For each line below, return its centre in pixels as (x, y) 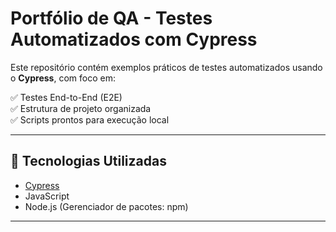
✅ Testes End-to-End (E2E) (66, 97)
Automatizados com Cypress (134, 39)
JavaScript (47, 196)
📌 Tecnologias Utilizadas (88, 161)
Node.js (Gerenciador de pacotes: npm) (106, 206)
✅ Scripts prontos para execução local (90, 119)
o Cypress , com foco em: (63, 78)
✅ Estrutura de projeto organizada (81, 108)
